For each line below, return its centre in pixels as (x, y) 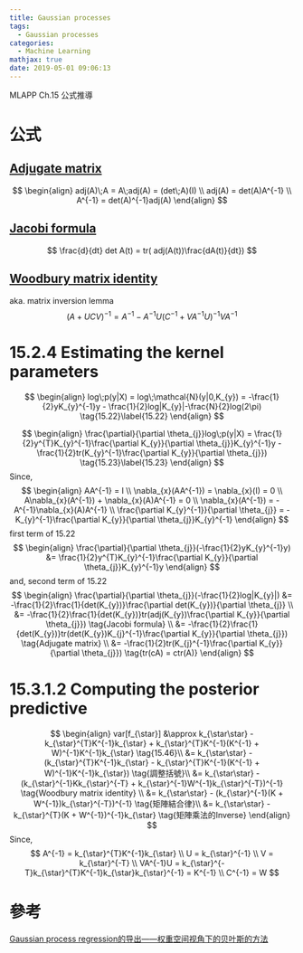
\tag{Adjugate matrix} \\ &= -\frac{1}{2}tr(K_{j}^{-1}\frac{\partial (139, 644)
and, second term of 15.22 (58, 581)
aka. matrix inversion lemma (62, 300)
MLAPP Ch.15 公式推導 (51, 95)
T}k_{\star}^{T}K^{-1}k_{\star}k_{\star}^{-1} (104, 873)
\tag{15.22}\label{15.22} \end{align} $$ (152, 416)
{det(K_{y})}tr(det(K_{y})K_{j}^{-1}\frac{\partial (103, 634)
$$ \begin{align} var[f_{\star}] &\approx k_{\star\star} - (152, 734)
